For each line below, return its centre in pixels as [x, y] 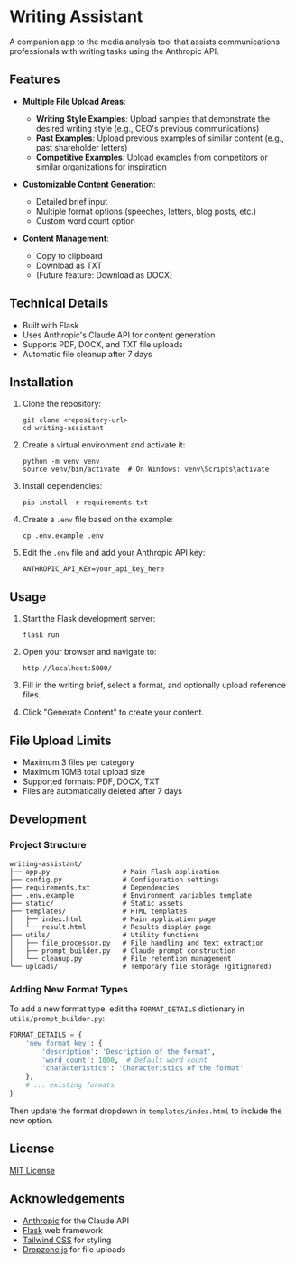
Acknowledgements [67, 1199]
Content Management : [66, 238]
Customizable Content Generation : [89, 184]
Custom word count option [85, 221]
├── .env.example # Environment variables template [131, 895]
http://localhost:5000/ [67, 669]
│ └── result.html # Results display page [111, 927]
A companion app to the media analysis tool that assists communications [145, 42]
